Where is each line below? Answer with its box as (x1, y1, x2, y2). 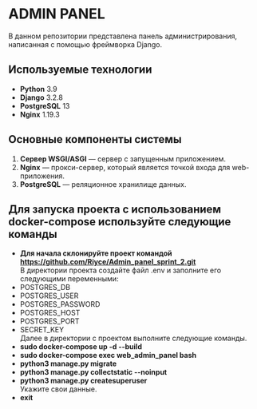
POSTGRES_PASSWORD (19, 300, 101, 309)
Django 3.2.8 (19, 93, 64, 102)
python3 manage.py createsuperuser (19, 376, 148, 386)
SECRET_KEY (19, 325, 65, 335)
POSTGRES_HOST (19, 308, 81, 318)
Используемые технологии (8, 63, 152, 77)
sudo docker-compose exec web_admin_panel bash (19, 351, 197, 360)
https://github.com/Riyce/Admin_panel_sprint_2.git (19, 257, 196, 267)
